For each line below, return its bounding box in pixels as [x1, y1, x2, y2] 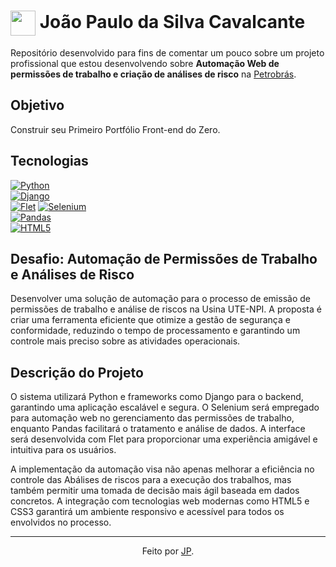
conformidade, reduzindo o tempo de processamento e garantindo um [10, 325, 301, 337]
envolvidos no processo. [10, 516, 112, 529]
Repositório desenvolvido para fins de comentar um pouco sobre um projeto [10, 46, 325, 59]
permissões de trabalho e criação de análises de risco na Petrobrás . [10, 68, 297, 80]
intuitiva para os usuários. [10, 444, 117, 456]
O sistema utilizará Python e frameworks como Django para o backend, [10, 391, 304, 403]
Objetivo [10, 97, 65, 114]
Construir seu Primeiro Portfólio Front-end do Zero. [10, 123, 221, 135]
